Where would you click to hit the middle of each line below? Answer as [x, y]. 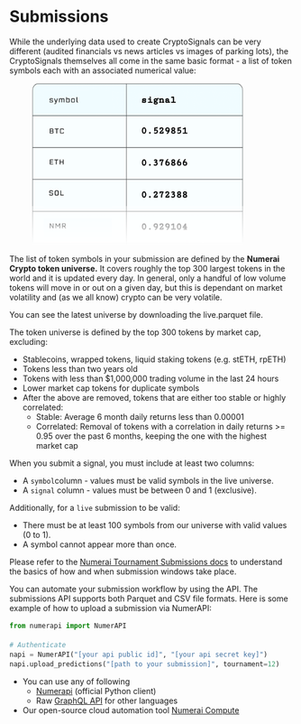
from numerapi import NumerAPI [68, 626]
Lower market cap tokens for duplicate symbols [111, 388]
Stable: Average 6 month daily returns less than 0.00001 [140, 417]
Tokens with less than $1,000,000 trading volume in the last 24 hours [150, 379]
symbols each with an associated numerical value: [103, 70]
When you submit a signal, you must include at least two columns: [132, 463]
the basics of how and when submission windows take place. [123, 571]
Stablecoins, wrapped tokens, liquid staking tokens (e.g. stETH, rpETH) [154, 359]
